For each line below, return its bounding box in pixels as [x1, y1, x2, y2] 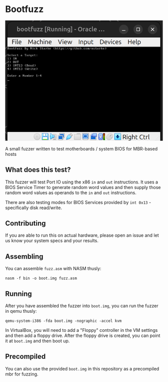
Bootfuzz [5, 4, 44, 15]
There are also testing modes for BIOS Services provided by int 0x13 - [5, 199, 151, 205]
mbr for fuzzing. [5, 371, 38, 377]
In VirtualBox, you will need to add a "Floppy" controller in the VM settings [5, 327, 158, 333]
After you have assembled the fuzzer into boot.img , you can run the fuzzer [5, 302, 158, 309]
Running [5, 289, 32, 298]
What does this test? [5, 165, 71, 174]
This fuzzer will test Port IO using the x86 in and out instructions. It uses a [5, 179, 158, 185]
